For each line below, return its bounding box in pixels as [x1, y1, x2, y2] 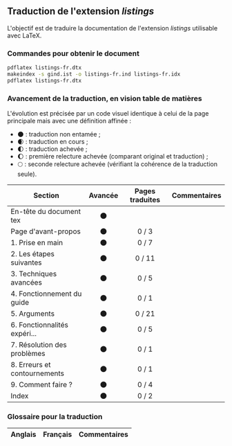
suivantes [10, 258, 42, 267]
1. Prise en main [10, 238, 64, 248]
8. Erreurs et [10, 360, 51, 370]
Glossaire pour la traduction [7, 411, 103, 421]
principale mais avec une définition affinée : [7, 117, 132, 125]
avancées [10, 278, 43, 287]
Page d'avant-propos [10, 226, 81, 236]
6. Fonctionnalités [10, 320, 69, 330]
